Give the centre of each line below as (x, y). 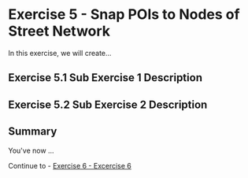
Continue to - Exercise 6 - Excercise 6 (70, 165)
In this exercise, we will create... (60, 53)
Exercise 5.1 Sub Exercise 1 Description (105, 78)
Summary (33, 132)
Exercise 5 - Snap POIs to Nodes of (124, 15)
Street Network (59, 31)
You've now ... (31, 150)
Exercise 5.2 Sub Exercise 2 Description (108, 104)
